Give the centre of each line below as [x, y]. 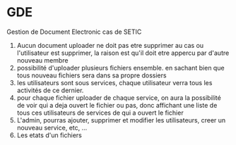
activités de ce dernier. [50, 90]
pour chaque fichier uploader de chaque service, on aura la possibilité [119, 97]
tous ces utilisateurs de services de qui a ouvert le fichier [100, 113]
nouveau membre [42, 60]
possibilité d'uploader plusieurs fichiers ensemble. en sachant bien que [120, 68]
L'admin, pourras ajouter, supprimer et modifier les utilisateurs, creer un [121, 120]
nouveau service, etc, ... [52, 127]
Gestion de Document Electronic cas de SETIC [74, 32]
